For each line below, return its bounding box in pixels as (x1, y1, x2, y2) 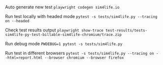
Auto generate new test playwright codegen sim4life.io (5, 4, 120, 10)
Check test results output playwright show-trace (5, 27, 104, 33)
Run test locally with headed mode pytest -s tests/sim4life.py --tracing (5, 14, 158, 19)
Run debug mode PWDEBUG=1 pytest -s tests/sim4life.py (5, 41, 123, 47)
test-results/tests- (105, 28, 148, 33)
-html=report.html (5, 55, 43, 60)
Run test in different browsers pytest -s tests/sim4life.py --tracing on (5, 50, 154, 56)
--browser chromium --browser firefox (44, 55, 124, 60)
